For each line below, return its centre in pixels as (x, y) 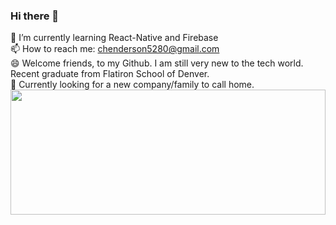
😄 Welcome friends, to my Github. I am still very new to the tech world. (157, 63)
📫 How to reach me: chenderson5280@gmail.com (115, 49)
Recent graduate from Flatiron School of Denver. (110, 74)
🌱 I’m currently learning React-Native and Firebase (114, 38)
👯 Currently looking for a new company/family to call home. (132, 85)
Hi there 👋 (35, 16)
